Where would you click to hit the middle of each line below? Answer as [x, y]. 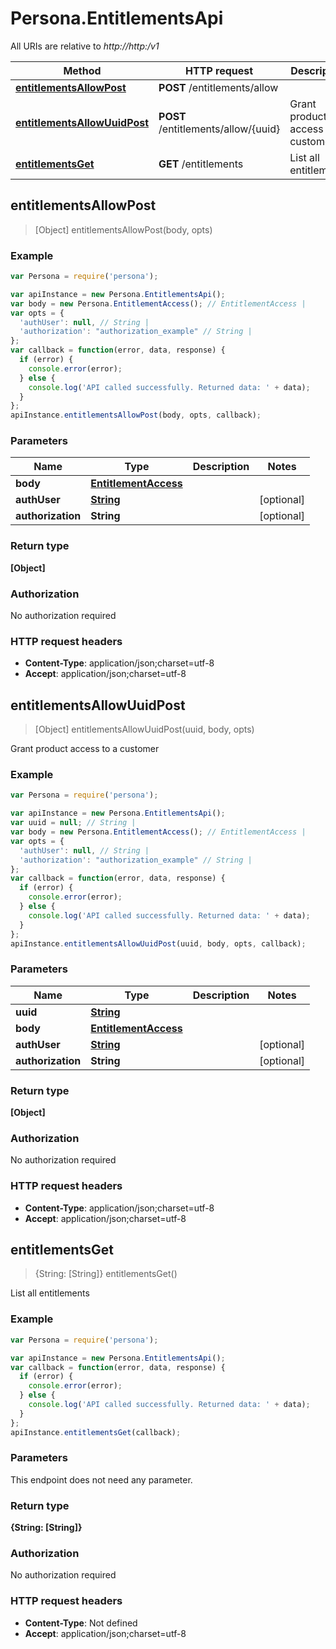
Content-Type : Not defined [81, 1623]
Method [82, 70]
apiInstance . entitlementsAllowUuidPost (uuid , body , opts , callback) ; [158, 943]
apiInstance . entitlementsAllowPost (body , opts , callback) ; [136, 415]
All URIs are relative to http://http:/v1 [85, 46]
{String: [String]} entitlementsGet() [106, 1274]
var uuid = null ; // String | [73, 823]
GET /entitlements [201, 164]
